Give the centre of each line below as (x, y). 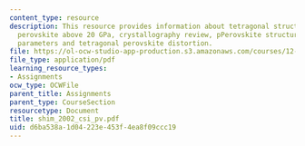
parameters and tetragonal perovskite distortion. (115, 43)
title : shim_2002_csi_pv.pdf (64, 119)
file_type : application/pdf (63, 60)
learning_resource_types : (58, 69)
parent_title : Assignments (60, 93)
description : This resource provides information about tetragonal (140, 26)
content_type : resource (54, 18)
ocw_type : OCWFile (44, 85)
